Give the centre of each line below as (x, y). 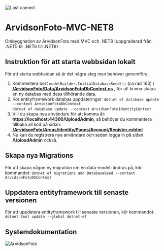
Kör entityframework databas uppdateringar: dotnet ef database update (85, 99)
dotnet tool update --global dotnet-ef (46, 217)
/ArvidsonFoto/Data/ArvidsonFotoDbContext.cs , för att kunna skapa (84, 88)
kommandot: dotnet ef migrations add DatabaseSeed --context (70, 173)
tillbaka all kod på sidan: (37, 124)
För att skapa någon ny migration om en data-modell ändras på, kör (74, 167)
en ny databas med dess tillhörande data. (54, 94)
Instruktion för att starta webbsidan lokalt (70, 62)
